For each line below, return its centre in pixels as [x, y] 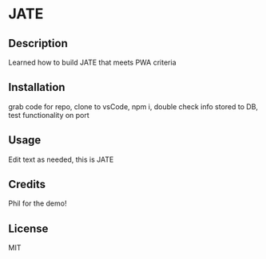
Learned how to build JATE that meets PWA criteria [93, 62]
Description [38, 43]
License [28, 228]
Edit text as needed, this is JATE [61, 159]
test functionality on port [49, 115]
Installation [37, 87]
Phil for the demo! [38, 203]
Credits [27, 184]
